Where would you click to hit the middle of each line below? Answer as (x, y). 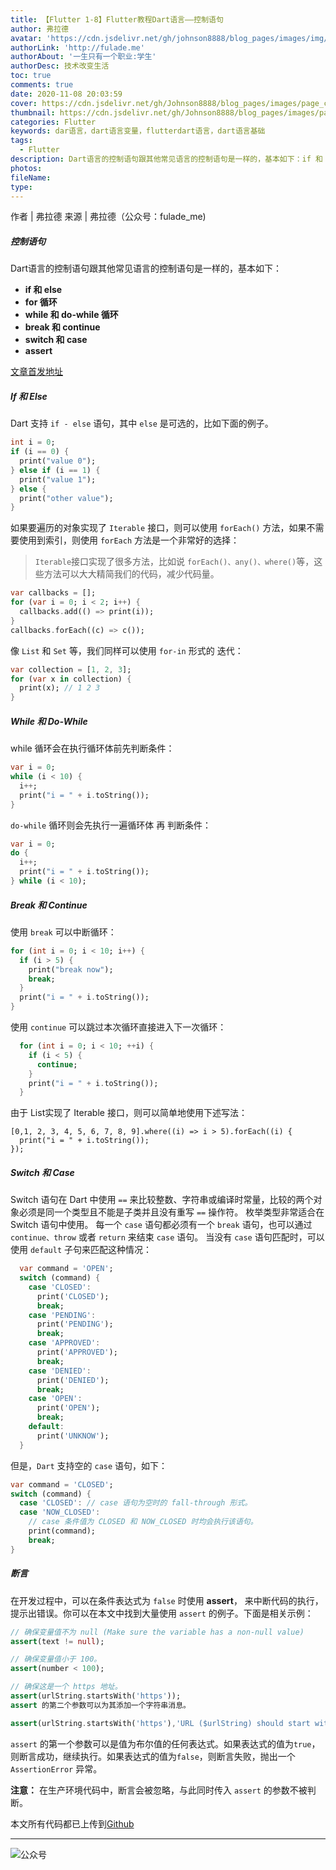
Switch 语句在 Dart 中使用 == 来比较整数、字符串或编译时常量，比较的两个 (162, 1200)
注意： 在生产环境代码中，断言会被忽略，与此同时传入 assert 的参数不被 (159, 1790)
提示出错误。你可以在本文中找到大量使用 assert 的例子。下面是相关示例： (162, 1613)
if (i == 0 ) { (40, 452)
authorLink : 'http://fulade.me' (77, 47)
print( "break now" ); (71, 969)
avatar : (26, 38)
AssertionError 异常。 (56, 1768)
